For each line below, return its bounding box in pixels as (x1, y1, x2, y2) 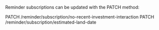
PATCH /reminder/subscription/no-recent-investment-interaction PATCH (5, 14, 154, 19)
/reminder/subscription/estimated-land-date (5, 19, 97, 25)
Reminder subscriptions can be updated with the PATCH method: (5, 4, 139, 10)
